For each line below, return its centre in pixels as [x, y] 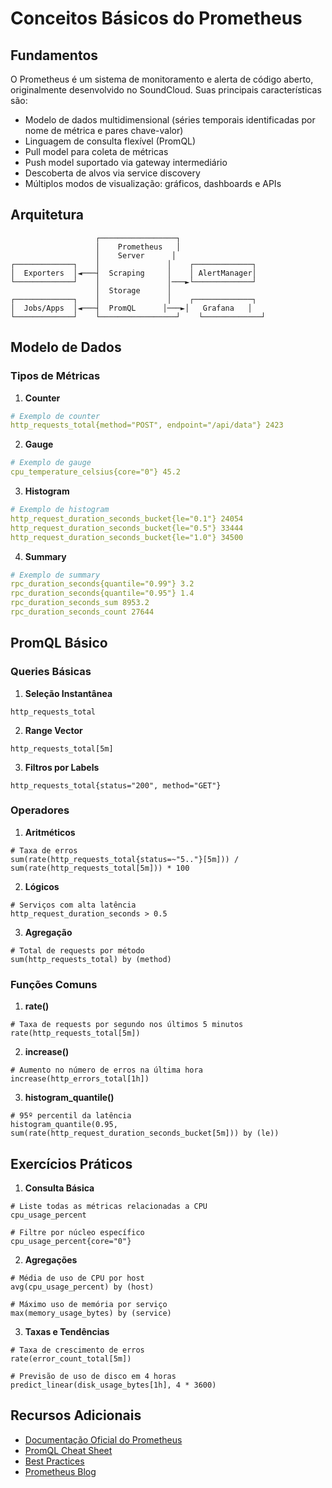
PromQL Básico [59, 643]
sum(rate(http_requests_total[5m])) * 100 [100, 868]
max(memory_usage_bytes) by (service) [91, 1313]
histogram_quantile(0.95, [64, 1125]
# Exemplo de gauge [51, 463]
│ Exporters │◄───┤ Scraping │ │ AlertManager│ [133, 273]
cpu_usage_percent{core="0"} [71, 1241]
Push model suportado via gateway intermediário [126, 162]
